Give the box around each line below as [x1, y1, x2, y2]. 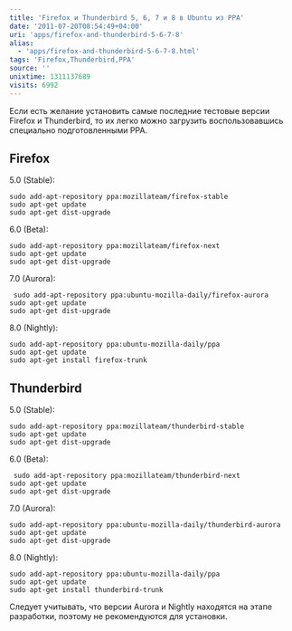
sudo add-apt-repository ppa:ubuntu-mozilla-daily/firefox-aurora [13, 291, 269, 300]
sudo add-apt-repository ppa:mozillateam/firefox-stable [9, 192, 229, 202]
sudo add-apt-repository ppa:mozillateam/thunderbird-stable [9, 422, 245, 431]
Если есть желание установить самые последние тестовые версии [9, 105, 270, 116]
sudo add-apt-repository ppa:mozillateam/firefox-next [9, 242, 221, 251]
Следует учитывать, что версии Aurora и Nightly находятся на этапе [9, 601, 273, 612]
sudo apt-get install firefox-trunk [9, 356, 147, 365]
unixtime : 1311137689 [9, 72, 91, 81]
